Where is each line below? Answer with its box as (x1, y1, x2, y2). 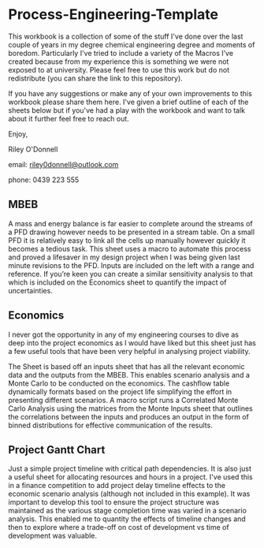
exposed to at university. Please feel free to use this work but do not (8, 65, 230, 74)
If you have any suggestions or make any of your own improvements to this (8, 88, 252, 98)
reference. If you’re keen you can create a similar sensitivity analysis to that (8, 269, 254, 278)
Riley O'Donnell (8, 144, 58, 154)
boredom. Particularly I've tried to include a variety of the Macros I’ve (8, 48, 234, 58)
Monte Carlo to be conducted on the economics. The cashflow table (8, 378, 230, 388)
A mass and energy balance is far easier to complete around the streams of (8, 218, 254, 228)
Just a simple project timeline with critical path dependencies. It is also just (8, 464, 252, 474)
